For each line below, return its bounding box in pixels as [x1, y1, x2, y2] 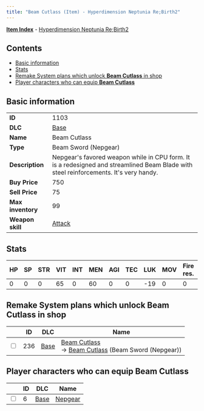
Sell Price [9, 188, 38, 196]
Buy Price [9, 178, 38, 187]
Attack [52, 219, 71, 228]
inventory [9, 206, 38, 214]
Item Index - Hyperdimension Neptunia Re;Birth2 [6, 26, 129, 33]
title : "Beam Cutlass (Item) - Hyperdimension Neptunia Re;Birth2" [6, 9, 181, 15]
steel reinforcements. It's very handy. [52, 168, 158, 177]
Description [9, 161, 44, 169]
